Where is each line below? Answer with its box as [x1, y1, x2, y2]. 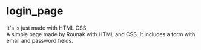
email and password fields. [6, 37, 74, 44]
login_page [6, 4, 64, 18]
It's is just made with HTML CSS [6, 24, 87, 31]
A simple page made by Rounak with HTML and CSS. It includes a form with [6, 30, 196, 37]
